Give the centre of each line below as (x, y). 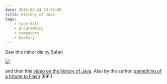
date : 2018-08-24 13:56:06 (33, 10)
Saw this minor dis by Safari (34, 52)
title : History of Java (30, 14)
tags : (11, 19)
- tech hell (27, 24)
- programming (29, 28)
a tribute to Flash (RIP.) (29, 76)
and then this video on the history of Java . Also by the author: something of (83, 71)
